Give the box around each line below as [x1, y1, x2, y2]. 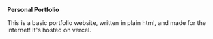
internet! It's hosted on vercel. [7, 26, 91, 34]
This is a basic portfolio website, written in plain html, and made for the [7, 19, 207, 26]
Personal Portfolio [7, 6, 59, 13]
